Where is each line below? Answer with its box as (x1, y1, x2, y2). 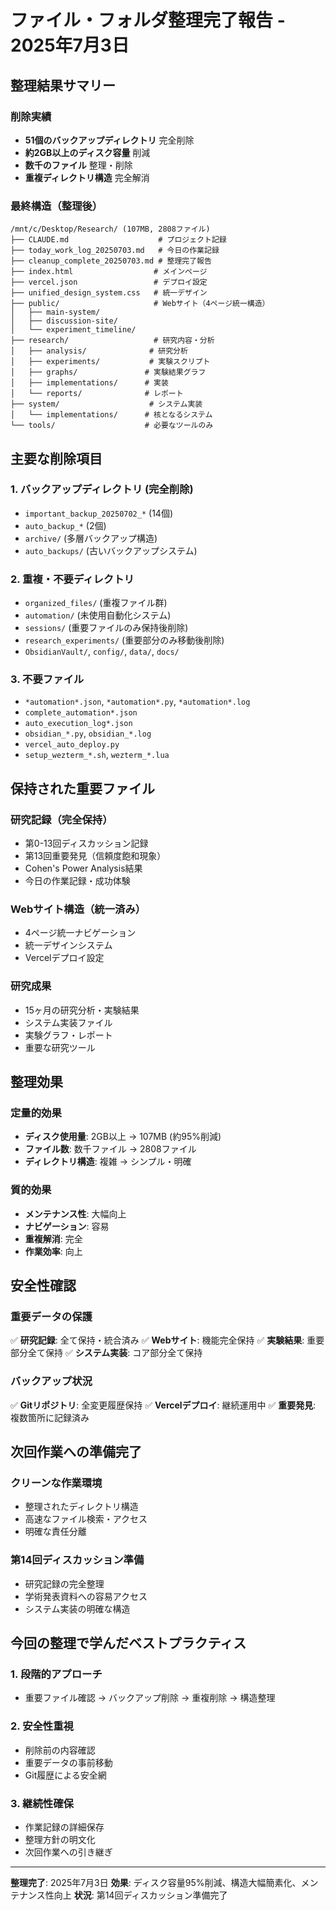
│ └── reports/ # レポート (10, 389, 184, 399)
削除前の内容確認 (24, 1744, 96, 1756)
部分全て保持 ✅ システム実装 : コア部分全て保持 (10, 1347, 203, 1359)
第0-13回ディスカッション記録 (24, 837, 149, 850)
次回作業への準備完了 (10, 1444, 142, 1461)
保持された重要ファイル (10, 780, 155, 797)
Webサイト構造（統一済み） (10, 902, 147, 916)
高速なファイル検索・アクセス (24, 1513, 148, 1525)
